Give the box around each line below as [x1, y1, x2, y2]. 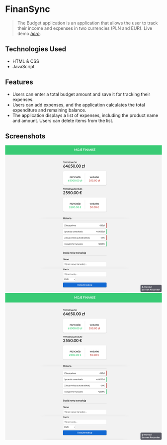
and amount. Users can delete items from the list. [12, 117, 113, 123]
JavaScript [12, 63, 35, 69]
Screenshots [5, 132, 46, 140]
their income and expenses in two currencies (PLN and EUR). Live [17, 25, 153, 31]
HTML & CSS [12, 58, 39, 64]
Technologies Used [5, 45, 66, 53]
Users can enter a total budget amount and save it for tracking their [12, 91, 151, 97]
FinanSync [5, 3, 51, 15]
